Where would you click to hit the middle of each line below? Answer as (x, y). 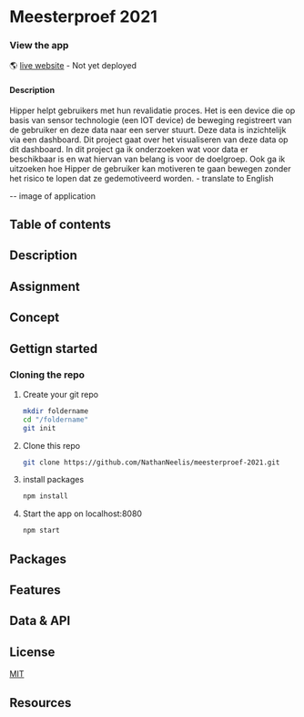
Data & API (40, 621)
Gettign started (54, 348)
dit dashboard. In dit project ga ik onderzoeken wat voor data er (129, 149)
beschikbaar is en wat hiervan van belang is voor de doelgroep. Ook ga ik (147, 159)
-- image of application (52, 196)
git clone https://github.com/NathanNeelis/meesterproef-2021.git (151, 462)
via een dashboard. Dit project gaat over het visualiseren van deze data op (149, 140)
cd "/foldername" (56, 420)
